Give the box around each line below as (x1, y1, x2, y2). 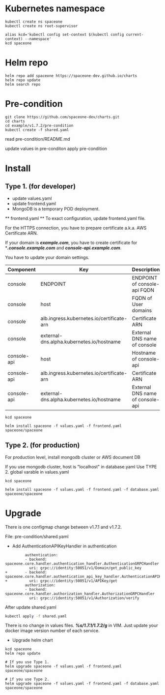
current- (126, 32, 144, 37)
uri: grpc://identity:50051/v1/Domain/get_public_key (29, 565, 141, 571)
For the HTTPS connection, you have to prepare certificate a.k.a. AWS (5, 225, 147, 231)
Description (132, 266, 160, 273)
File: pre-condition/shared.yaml (5, 533, 69, 539)
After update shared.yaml (5, 604, 56, 610)
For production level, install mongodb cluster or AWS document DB (5, 454, 141, 460)
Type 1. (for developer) (5, 182, 76, 191)
